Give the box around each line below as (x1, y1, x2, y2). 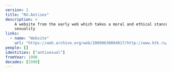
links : (5, 31, 19, 36)
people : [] (5, 45, 29, 50)
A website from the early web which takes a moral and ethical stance (14, 21, 168, 27)
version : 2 (5, 7, 29, 13)
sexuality (14, 26, 36, 31)
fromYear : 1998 (5, 54, 38, 60)
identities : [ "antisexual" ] (5, 50, 66, 55)
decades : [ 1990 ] (5, 59, 40, 64)
